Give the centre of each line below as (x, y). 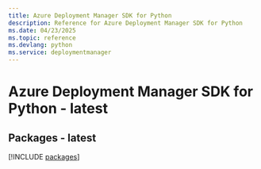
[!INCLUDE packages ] (44, 157)
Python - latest (58, 109)
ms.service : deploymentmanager (60, 52)
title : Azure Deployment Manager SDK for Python (90, 15)
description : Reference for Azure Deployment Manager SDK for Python (126, 23)
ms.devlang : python (40, 45)
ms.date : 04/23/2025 (42, 30)
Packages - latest (52, 138)
